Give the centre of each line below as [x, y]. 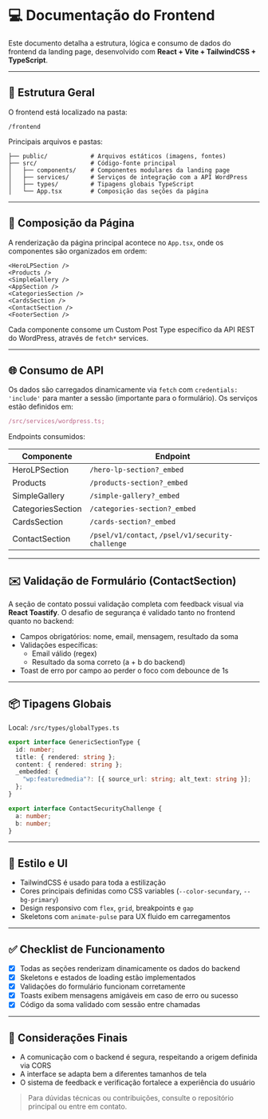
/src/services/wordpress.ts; [57, 422]
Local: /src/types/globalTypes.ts [64, 727]
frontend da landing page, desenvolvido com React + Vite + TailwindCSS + [132, 51]
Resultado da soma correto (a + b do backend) [108, 662]
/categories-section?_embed [143, 509]
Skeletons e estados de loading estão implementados [108, 977]
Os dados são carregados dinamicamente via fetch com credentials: [123, 390]
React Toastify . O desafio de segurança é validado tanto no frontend [122, 613]
